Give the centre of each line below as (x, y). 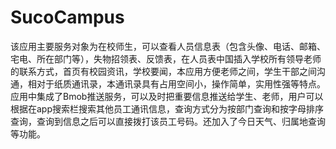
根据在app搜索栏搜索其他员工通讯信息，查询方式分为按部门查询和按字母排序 (167, 108)
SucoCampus (67, 17)
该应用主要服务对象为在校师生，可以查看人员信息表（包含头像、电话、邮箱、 (168, 46)
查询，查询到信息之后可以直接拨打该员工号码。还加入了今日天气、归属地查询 (168, 121)
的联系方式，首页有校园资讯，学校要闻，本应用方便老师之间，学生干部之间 (163, 71)
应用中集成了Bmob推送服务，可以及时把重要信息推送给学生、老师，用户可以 (167, 96)
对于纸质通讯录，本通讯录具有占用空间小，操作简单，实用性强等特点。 (181, 83)
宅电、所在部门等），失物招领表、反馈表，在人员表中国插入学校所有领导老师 (166, 58)
